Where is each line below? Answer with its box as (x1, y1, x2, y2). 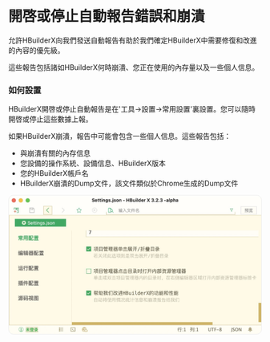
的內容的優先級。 (8, 45, 65, 55)
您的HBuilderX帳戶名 (19, 169, 89, 178)
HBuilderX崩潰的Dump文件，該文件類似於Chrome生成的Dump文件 (19, 178, 239, 189)
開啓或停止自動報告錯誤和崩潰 (8, 7, 206, 26)
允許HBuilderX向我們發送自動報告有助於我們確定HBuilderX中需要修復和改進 (8, 35, 258, 45)
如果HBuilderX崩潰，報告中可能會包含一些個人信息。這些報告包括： (8, 132, 232, 141)
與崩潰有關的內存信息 (19, 149, 91, 158)
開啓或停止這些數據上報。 (8, 114, 93, 124)
